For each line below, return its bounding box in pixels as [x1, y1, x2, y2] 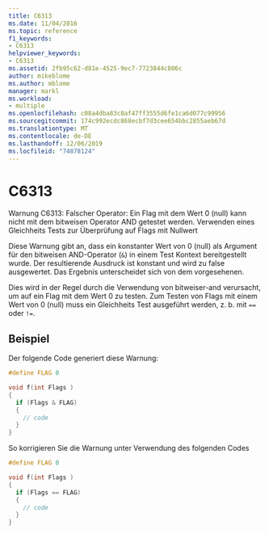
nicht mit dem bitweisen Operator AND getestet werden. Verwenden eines [8, 217, 255, 227]
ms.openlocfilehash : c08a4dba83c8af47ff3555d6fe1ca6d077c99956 [8, 110, 226, 118]
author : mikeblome [8, 72, 70, 80]
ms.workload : [8, 95, 53, 103]
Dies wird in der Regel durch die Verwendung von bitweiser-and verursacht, [8, 283, 261, 292]
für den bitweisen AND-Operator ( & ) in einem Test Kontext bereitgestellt [8, 250, 247, 259]
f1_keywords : [8, 34, 53, 43]
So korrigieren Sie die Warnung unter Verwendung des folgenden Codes [8, 444, 250, 453]
